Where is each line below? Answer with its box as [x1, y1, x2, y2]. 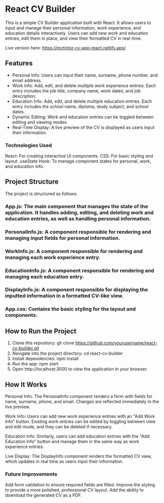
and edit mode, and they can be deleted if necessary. [5, 424, 113, 430]
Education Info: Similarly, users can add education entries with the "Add [5, 433, 150, 439]
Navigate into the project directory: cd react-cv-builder [12, 350, 123, 357]
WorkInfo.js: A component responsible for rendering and [5, 248, 143, 254]
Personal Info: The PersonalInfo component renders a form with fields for [5, 393, 153, 399]
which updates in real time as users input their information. [5, 458, 124, 465]
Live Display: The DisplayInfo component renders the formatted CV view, [5, 453, 152, 459]
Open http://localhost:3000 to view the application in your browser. [12, 366, 148, 372]
